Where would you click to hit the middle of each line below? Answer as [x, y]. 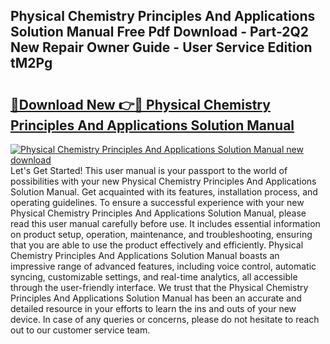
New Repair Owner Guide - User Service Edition [161, 47]
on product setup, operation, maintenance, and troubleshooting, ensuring [161, 234]
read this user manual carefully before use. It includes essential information [165, 223]
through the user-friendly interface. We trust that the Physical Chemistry [159, 287]
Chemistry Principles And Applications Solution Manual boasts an [145, 255]
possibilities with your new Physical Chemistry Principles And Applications [163, 181]
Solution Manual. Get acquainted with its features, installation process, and [164, 192]
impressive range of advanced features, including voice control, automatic [163, 266]
